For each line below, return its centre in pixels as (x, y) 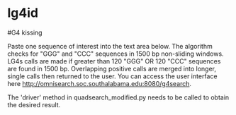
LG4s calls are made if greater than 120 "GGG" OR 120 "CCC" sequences (114, 61)
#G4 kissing (25, 32)
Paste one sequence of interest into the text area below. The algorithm (110, 46)
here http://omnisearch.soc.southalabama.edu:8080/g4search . (100, 83)
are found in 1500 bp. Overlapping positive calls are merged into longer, (112, 68)
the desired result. (34, 104)
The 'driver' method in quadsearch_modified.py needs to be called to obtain (118, 97)
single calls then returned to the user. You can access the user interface (112, 76)
